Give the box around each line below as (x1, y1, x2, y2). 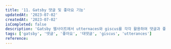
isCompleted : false (5, 21, 47, 27)
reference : (5, 36, 28, 41)
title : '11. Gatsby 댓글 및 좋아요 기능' (5, 7, 86, 13)
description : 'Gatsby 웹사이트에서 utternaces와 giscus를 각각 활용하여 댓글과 (5, 27, 160, 32)
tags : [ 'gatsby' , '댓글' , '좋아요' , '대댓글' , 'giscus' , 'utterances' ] (5, 31, 152, 36)
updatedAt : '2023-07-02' (5, 12, 58, 17)
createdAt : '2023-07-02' (5, 17, 58, 22)
